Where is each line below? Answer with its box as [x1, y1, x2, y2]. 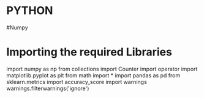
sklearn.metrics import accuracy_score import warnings [6, 78, 147, 85]
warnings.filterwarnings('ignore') [6, 85, 89, 92]
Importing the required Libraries [6, 45, 173, 59]
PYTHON [6, 4, 53, 18]
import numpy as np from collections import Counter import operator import [6, 65, 198, 72]
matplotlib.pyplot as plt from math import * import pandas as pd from [6, 71, 181, 79]
